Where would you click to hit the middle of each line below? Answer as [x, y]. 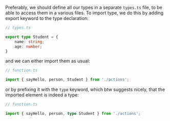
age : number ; [28, 46]
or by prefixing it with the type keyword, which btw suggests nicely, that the [85, 90]
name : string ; [29, 42]
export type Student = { [32, 37]
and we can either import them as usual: [48, 61]
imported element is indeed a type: [42, 95]
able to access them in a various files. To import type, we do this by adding [84, 13]
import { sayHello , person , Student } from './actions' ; [67, 80]
